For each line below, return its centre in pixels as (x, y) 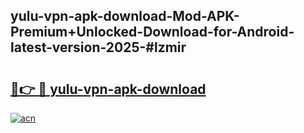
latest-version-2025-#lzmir (98, 47)
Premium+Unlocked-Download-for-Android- (152, 32)
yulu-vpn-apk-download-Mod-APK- (125, 16)
